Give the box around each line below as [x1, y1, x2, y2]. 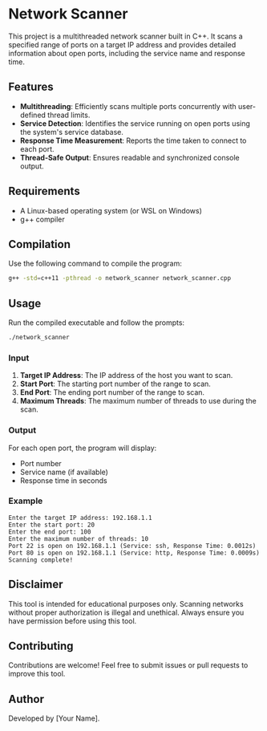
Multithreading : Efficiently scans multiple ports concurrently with [19, 101, 237, 111]
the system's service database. [19, 127, 124, 136]
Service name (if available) [19, 467, 108, 477]
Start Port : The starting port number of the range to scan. [19, 379, 211, 389]
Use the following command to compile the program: [8, 258, 183, 269]
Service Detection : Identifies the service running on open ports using [19, 118, 251, 128]
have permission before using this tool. [8, 615, 137, 626]
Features [8, 80, 54, 94]
